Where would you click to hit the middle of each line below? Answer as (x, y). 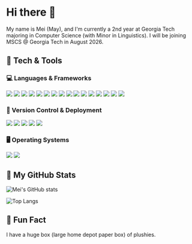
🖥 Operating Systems (38, 140)
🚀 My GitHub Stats (41, 175)
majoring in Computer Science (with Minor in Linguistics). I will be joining (96, 35)
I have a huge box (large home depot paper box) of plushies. (81, 234)
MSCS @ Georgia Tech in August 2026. (55, 42)
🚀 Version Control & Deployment (54, 110)
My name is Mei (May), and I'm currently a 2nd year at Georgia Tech (91, 29)
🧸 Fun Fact (26, 220)
